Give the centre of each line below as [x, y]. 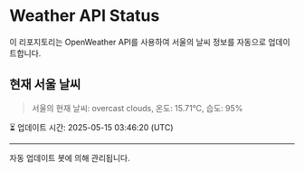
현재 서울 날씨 [45, 85]
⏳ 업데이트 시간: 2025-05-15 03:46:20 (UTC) [91, 127]
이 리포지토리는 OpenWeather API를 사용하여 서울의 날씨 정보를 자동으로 [138, 42]
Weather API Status [85, 16]
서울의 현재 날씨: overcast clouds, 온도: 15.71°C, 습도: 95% [137, 108]
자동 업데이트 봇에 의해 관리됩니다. [70, 158]
